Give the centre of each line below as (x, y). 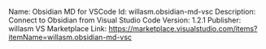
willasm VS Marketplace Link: (58, 29)
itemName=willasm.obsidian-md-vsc (70, 37)
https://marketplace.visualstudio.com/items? (183, 29)
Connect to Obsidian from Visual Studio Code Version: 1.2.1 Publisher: (125, 20)
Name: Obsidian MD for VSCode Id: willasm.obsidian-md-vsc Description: (132, 12)
